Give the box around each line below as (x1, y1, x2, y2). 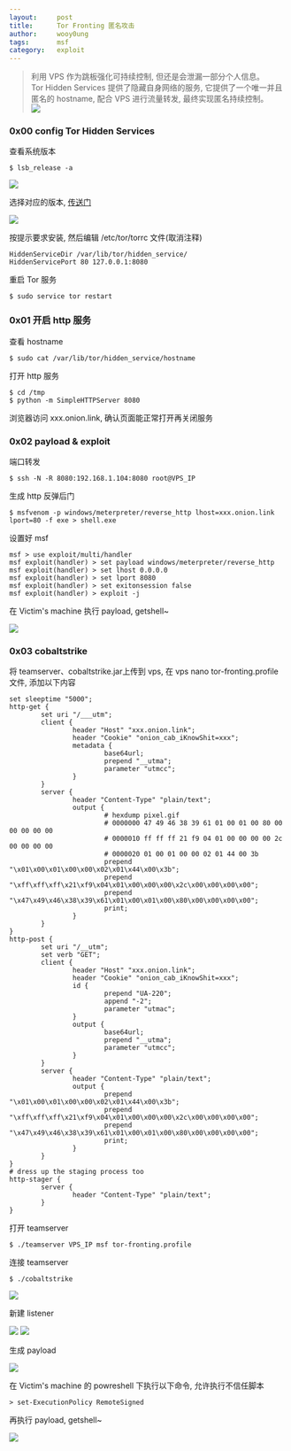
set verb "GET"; (41, 951, 101, 960)
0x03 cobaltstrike (9, 644, 88, 657)
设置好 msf (9, 533, 49, 544)
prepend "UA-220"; (103, 989, 172, 999)
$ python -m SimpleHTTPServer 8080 (9, 396, 141, 405)
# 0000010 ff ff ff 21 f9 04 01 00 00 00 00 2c (103, 834, 283, 844)
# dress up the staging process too (9, 1168, 144, 1177)
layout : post (9, 12, 73, 22)
